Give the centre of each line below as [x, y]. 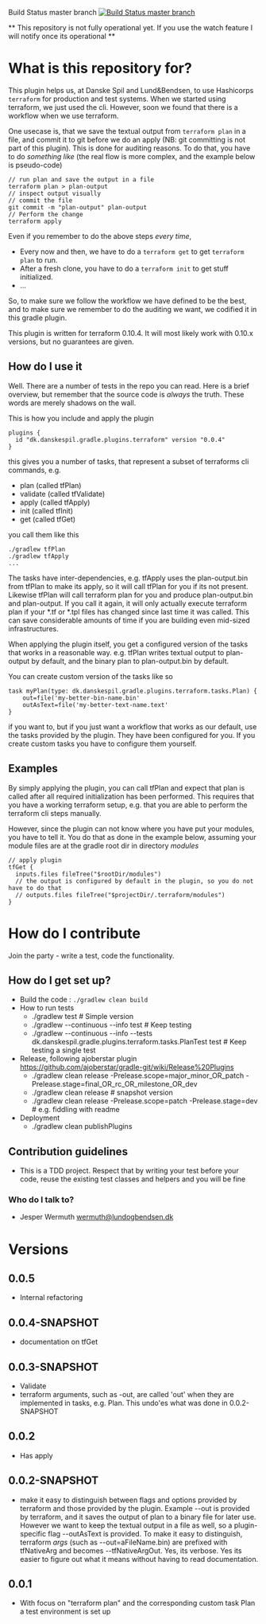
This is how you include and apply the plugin [81, 418]
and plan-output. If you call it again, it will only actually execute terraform [128, 603]
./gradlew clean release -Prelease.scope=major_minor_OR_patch [138, 1076]
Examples [33, 769]
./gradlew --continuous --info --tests [92, 1033]
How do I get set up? [60, 980]
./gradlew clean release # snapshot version [102, 1093]
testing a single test [64, 1050]
